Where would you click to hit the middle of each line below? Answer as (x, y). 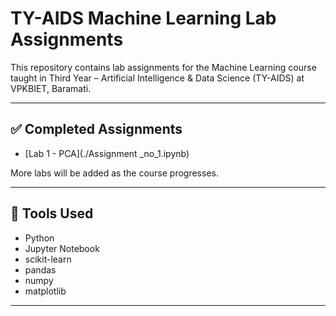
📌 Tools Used (52, 213)
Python (39, 238)
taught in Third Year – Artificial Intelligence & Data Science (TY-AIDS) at (157, 78)
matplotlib (45, 291)
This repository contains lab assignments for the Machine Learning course (163, 67)
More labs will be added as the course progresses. (114, 173)
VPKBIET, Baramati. (51, 88)
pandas (40, 269)
